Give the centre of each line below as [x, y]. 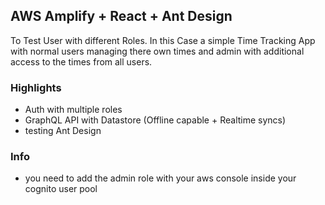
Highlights [36, 87]
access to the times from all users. [81, 61]
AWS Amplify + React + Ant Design [121, 16]
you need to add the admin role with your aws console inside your [160, 178]
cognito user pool [61, 189]
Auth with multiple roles [73, 110]
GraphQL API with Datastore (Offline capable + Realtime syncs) [155, 120]
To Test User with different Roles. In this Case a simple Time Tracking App [163, 40]
